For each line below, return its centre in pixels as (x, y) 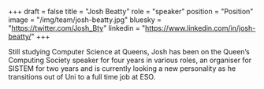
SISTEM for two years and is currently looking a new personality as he (122, 69)
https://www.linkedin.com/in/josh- (200, 28)
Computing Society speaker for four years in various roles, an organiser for (130, 60)
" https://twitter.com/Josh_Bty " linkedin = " (77, 28)
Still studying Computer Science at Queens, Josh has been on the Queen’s (129, 52)
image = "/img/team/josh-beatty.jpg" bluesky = (85, 20)
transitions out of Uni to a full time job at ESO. (82, 77)
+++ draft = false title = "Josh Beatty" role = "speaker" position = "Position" (131, 11)
